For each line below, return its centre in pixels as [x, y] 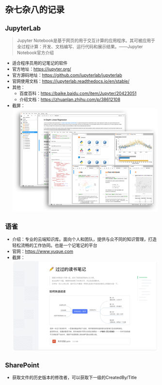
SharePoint [22, 365]
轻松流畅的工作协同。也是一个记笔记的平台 [55, 245]
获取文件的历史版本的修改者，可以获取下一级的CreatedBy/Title [74, 378]
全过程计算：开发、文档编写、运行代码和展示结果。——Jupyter [80, 46]
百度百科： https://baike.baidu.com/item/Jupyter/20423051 [78, 93]
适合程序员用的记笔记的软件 [40, 63]
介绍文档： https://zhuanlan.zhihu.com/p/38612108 [70, 99]
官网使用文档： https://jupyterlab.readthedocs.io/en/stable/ [71, 81]
